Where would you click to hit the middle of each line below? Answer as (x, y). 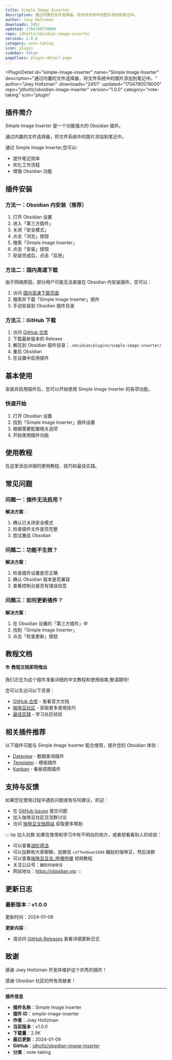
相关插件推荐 (26, 732)
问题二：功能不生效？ (31, 550)
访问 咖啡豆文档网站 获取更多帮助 (48, 824)
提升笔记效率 (26, 158)
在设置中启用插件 (31, 358)
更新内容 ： (17, 928)
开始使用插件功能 (31, 435)
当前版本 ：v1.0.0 (30, 1026)
